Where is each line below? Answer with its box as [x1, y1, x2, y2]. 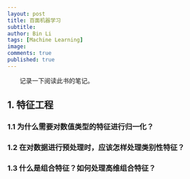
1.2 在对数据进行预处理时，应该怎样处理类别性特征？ [7, 142, 185, 152]
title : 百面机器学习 [7, 17, 61, 24]
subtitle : [7, 23, 37, 30]
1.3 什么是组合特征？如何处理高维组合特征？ [7, 163, 156, 173]
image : [7, 43, 27, 50]
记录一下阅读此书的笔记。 [19, 76, 94, 85]
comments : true [7, 50, 52, 57]
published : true [7, 56, 55, 63]
